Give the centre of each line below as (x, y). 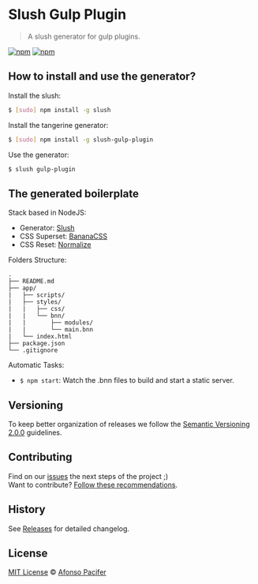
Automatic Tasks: (36, 365)
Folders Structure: (37, 260)
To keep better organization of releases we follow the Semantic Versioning (129, 424)
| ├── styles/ (35, 302)
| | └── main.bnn (50, 330)
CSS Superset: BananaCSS (64, 236)
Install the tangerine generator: (58, 125)
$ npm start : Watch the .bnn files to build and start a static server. (127, 380)
